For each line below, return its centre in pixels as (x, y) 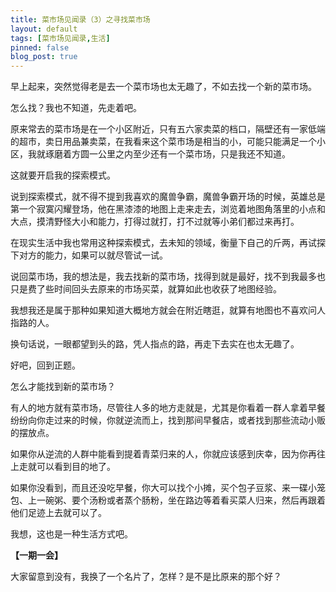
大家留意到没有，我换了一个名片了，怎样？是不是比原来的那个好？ (146, 577)
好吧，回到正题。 (45, 365)
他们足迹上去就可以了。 (58, 513)
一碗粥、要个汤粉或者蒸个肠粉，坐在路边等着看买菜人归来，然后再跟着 (181, 500)
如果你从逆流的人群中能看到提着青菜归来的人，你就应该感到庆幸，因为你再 (163, 454)
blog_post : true (44, 57)
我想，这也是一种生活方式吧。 (71, 534)
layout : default (44, 29)
